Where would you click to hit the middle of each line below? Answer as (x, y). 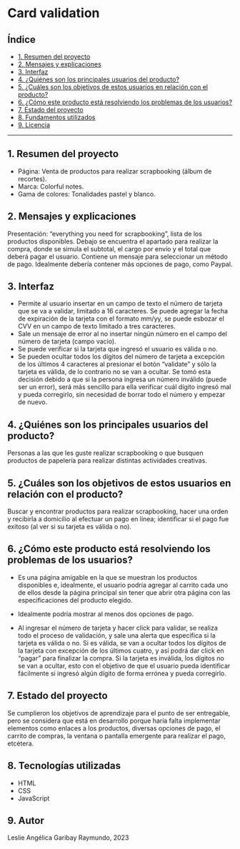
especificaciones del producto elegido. (75, 600)
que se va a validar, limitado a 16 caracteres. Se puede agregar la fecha (123, 311)
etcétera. (21, 743)
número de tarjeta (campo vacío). (67, 341)
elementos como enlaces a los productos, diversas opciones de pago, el (114, 728)
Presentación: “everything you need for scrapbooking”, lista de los (105, 233)
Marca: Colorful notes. (51, 186)
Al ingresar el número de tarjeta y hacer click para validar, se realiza (117, 628)
